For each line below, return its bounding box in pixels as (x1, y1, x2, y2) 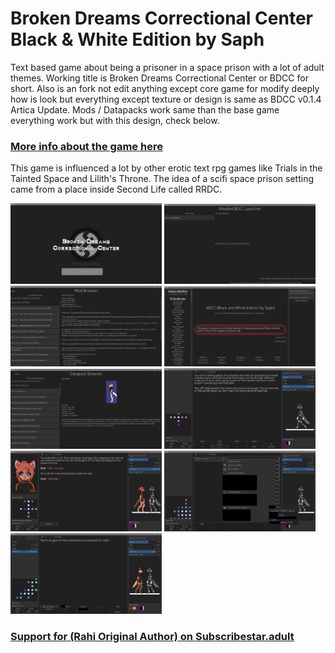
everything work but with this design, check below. (10, 114, 220, 126)
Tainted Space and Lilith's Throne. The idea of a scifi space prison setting (10, 173, 315, 185)
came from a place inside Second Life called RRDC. (10, 183, 223, 196)
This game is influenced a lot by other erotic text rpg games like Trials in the (10, 162, 323, 174)
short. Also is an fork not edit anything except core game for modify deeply (10, 82, 320, 94)
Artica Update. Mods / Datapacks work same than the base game (10, 103, 280, 116)
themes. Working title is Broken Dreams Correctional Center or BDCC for (10, 72, 309, 84)
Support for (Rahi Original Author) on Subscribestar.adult (10, 629, 295, 643)
